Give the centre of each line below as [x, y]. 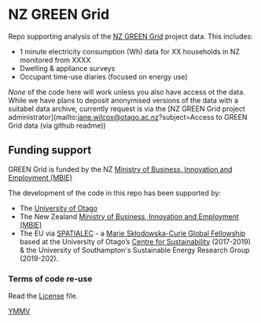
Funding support [50, 150]
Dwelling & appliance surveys [67, 68]
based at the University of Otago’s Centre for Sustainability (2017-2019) [135, 241]
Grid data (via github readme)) [57, 125]
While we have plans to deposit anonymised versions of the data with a [123, 100]
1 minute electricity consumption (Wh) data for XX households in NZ [129, 51]
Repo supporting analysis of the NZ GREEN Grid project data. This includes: [130, 36]
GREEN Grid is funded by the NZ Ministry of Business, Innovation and [120, 169]
